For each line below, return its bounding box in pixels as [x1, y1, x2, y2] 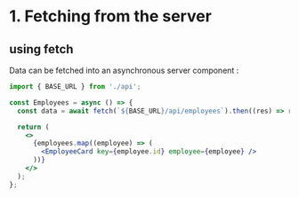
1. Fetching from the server [9, 6, 212, 27]
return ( [17, 122, 50, 131]
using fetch [9, 42, 74, 57]
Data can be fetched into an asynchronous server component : [9, 65, 239, 75]
